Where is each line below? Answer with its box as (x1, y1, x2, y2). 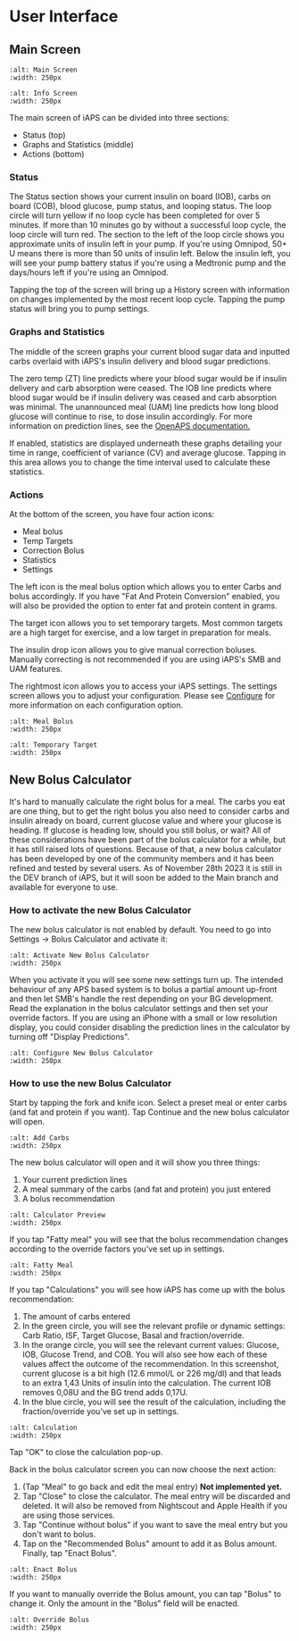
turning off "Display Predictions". (9, 1032, 130, 1042)
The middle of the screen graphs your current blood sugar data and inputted (9, 346, 290, 356)
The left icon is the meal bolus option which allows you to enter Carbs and (9, 581, 282, 591)
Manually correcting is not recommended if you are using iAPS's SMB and (9, 654, 281, 665)
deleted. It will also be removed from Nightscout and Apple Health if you (21, 1501, 288, 1511)
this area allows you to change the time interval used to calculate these (9, 456, 270, 467)
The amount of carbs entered (21, 1311, 131, 1322)
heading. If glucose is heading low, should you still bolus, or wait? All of (9, 825, 271, 835)
